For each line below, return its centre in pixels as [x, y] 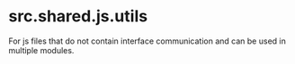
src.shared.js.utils [78, 16]
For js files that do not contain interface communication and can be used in [147, 41]
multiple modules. [41, 50]
